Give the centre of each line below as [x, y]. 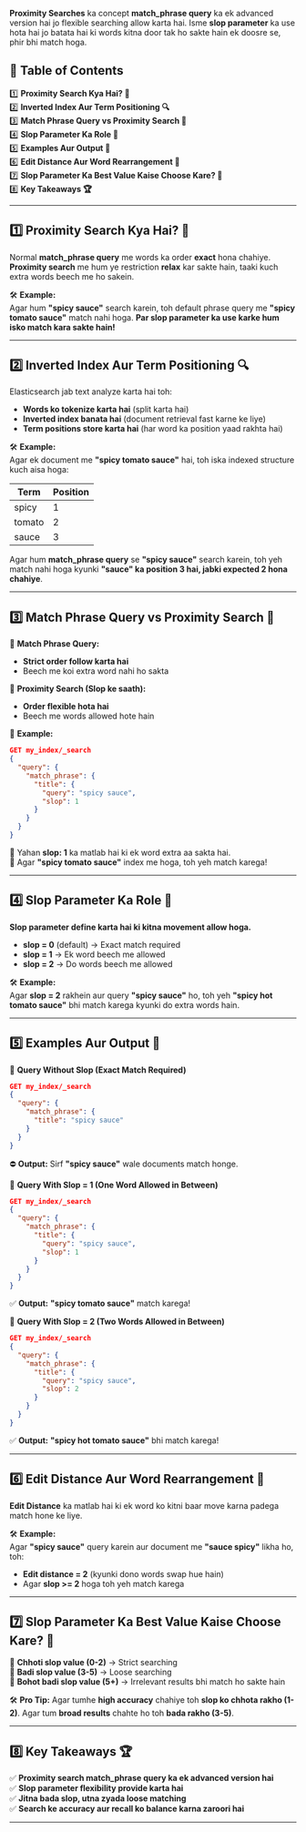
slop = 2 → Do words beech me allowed [97, 963]
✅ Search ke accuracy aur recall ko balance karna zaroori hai [127, 1809]
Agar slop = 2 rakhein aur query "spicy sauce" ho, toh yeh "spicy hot [141, 995]
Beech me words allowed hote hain [88, 716]
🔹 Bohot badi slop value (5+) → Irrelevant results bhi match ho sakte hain [147, 1682]
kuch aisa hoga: [39, 470]
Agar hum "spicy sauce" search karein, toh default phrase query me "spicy [153, 308]
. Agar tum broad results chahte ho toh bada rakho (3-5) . [126, 1713]
